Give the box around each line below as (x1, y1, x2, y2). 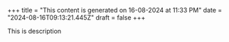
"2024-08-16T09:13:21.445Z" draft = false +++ (7, 13, 146, 22)
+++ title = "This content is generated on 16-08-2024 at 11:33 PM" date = (7, 6, 223, 14)
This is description (7, 27, 62, 35)
